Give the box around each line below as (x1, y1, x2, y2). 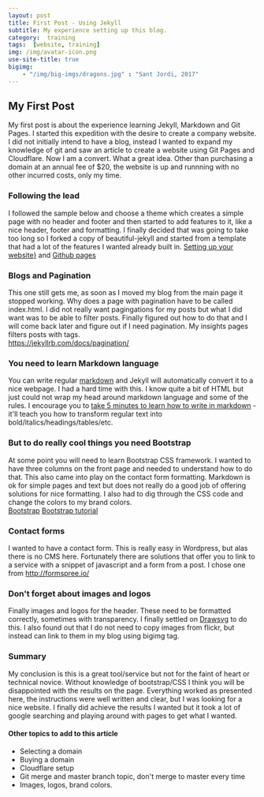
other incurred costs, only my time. (8, 170, 122, 180)
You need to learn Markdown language (8, 357, 159, 369)
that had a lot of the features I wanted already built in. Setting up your (8, 241, 234, 251)
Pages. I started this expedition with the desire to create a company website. (8, 129, 257, 138)
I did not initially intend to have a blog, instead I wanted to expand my (8, 137, 233, 147)
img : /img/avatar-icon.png (8, 48, 97, 56)
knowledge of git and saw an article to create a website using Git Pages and (8, 145, 255, 155)
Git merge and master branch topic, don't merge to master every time (19, 771, 246, 781)
